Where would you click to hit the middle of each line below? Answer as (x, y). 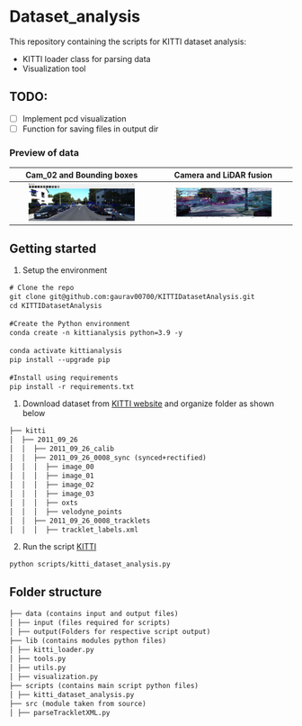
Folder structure (56, 592)
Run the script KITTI (59, 547)
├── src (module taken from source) (78, 704)
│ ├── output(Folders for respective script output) (110, 632)
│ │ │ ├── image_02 (52, 485)
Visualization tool (54, 68)
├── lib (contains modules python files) (88, 641)
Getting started (53, 248)
